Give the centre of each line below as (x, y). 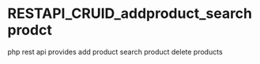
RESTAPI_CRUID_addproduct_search (130, 14)
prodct (30, 30)
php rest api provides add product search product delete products (115, 52)
